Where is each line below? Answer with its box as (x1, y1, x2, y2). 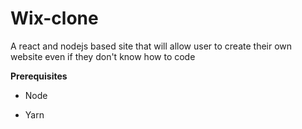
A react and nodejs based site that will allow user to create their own (10, 40, 293, 52)
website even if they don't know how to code (10, 50, 196, 62)
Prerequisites (10, 70, 68, 82)
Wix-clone (10, 7, 99, 30)
